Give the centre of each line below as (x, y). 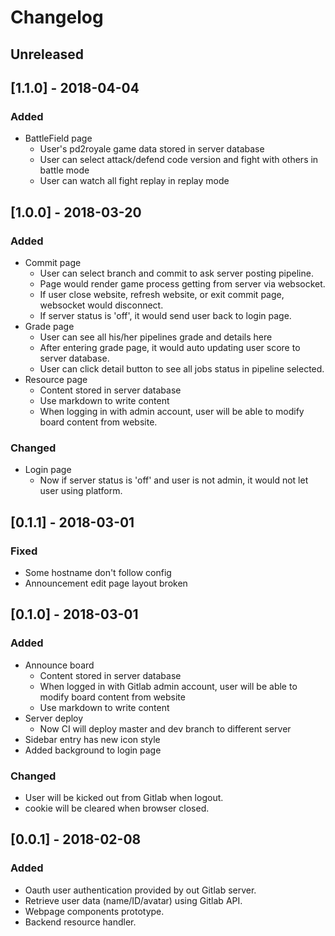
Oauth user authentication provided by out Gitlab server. (140, 890)
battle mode (64, 170)
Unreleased (47, 54)
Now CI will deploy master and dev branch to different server (165, 728)
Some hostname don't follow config (98, 572)
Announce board (59, 665)
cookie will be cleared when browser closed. (117, 808)
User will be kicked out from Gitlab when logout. (124, 797)
